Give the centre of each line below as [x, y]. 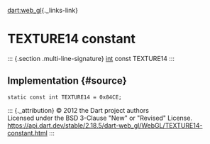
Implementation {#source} [67, 81]
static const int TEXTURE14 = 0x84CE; [65, 97]
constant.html [27, 133]
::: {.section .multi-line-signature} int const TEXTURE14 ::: [91, 58]
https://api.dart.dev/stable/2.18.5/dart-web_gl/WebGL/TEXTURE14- [105, 125]
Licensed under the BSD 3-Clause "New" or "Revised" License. [100, 118]
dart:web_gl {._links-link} [43, 10]
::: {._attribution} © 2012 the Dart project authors [78, 110]
